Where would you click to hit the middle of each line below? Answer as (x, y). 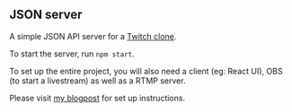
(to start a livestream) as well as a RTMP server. (97, 81)
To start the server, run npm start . (72, 54)
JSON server (46, 15)
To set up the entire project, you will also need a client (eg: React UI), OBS (146, 71)
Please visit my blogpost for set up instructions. (97, 98)
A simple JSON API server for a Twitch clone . (93, 36)
